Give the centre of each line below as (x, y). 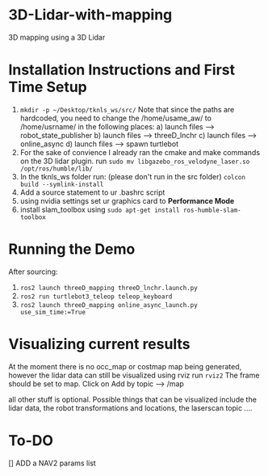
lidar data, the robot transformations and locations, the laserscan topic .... (130, 408)
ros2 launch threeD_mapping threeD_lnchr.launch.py (109, 288)
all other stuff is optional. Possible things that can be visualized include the (132, 399)
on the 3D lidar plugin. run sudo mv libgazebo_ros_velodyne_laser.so (135, 161)
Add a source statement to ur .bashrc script (92, 192)
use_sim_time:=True (53, 312)
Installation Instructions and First (122, 70)
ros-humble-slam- (212, 210)
